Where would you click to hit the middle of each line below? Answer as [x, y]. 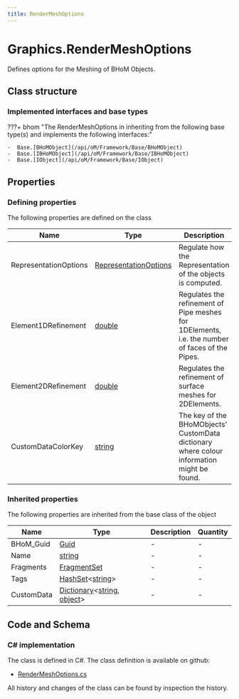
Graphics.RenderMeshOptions [100, 49]
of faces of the [203, 347]
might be [193, 468]
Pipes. [189, 357]
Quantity [213, 532]
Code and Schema [49, 625]
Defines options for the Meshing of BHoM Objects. [81, 69]
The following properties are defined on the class [79, 217]
